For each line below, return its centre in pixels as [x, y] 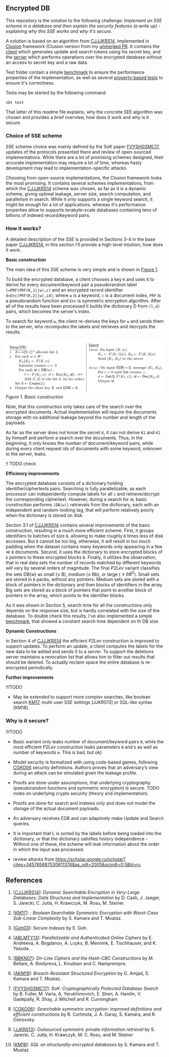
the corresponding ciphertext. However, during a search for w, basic [76, 499]
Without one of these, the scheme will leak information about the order [86, 844]
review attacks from [34, 859]
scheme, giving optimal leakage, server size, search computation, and [78, 194]
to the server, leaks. [26, 454]
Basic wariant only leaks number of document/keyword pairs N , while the [88, 741]
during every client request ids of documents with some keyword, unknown [84, 448]
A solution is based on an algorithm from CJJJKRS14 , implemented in [77, 41]
